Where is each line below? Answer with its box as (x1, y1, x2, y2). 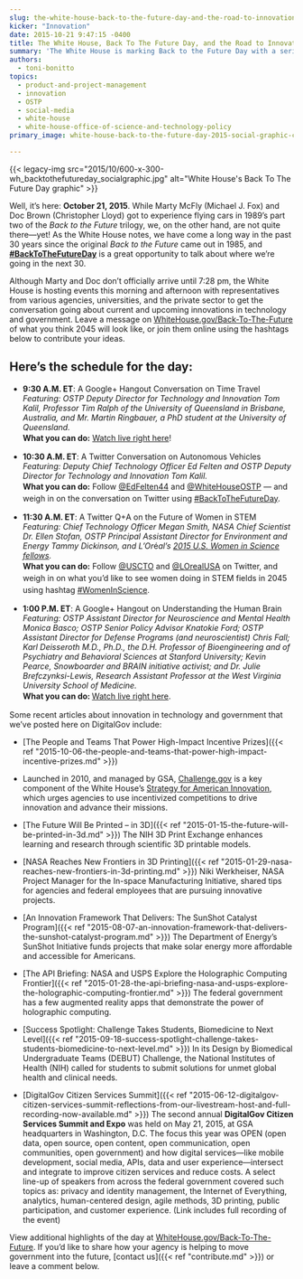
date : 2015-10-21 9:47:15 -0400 (9, 30, 131, 39)
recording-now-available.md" (22, 1108, 133, 1119)
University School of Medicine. (22, 680, 137, 691)
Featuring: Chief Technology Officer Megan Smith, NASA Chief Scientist (22, 521, 291, 531)
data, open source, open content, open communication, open (22, 1137, 251, 1148)
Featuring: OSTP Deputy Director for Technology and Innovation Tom (22, 392, 280, 403)
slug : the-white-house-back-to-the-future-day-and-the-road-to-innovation (9, 13, 297, 23)
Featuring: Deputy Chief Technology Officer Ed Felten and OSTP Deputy (22, 460, 291, 471)
